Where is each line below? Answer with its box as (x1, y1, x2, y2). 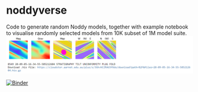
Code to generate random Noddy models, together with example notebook (6, 23, 189, 30)
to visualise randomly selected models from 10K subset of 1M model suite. (6, 29, 187, 36)
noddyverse (6, 4, 67, 17)
